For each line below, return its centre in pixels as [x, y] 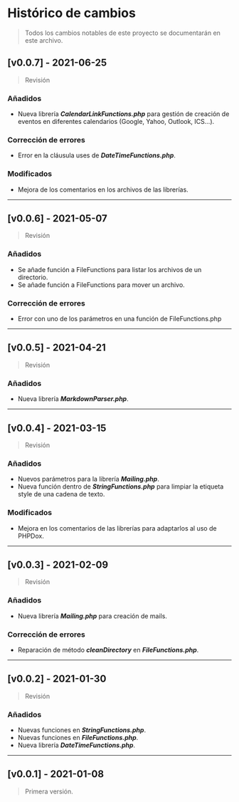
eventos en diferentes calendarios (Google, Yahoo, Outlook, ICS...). [116, 122]
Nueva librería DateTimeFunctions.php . [76, 745]
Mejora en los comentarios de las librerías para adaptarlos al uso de [117, 528]
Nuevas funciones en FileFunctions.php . [78, 738]
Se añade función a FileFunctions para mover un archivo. [101, 285]
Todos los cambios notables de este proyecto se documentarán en [122, 33]
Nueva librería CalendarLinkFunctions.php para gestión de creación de [123, 114]
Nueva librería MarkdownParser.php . [73, 399]
